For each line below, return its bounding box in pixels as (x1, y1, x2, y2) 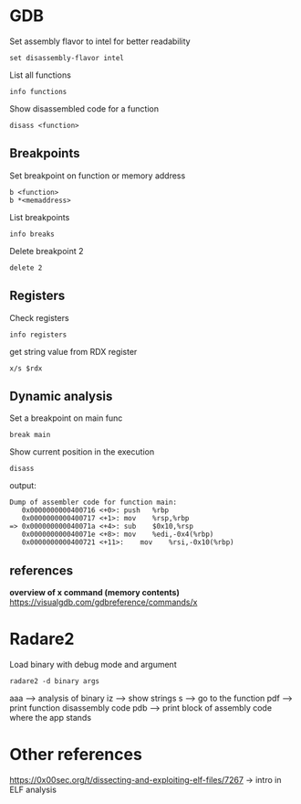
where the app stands (9, 713, 92, 724)
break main (9, 431, 51, 440)
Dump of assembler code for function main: (9, 498, 178, 508)
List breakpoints (9, 211, 70, 222)
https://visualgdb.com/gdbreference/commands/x (9, 596, 198, 608)
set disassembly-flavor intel (9, 53, 125, 62)
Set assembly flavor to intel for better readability (9, 36, 191, 47)
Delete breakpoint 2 (9, 245, 84, 256)
